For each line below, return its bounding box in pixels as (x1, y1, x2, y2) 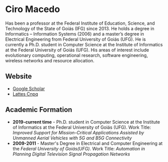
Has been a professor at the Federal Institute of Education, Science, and (5, 20, 155, 26)
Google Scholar (12, 86, 45, 92)
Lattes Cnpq (12, 91, 38, 97)
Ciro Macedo (5, 4, 61, 15)
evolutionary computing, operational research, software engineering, (5, 52, 148, 58)
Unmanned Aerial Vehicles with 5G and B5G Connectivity (12, 135, 132, 141)
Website (5, 72, 32, 81)
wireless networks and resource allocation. (5, 57, 95, 63)
